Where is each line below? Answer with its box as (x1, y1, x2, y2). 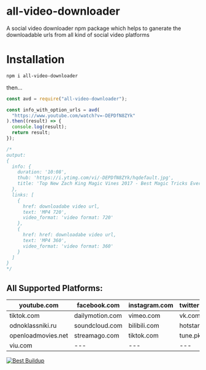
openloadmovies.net (9, 331, 69, 339)
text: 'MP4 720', (22, 209, 67, 215)
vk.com (179, 311, 201, 320)
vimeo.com (128, 311, 161, 320)
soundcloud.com (74, 321, 123, 330)
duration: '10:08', (17, 169, 67, 175)
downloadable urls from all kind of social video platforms (6, 31, 150, 38)
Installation (6, 53, 65, 67)
